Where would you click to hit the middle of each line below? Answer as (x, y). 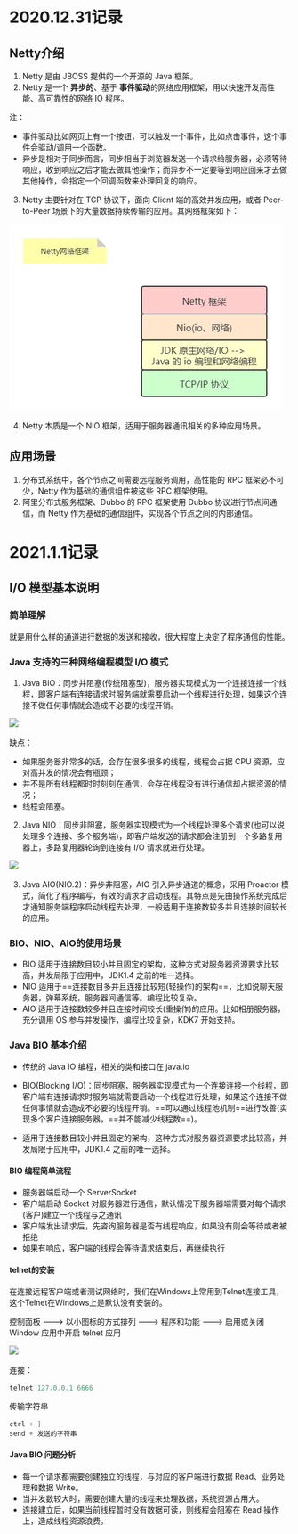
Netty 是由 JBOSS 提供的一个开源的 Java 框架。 (110, 76)
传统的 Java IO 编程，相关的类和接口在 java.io (105, 1066)
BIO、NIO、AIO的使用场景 (65, 942)
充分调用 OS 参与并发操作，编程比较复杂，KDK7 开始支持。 (131, 1020)
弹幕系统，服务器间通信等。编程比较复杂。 (124, 998)
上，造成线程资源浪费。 (65, 1521)
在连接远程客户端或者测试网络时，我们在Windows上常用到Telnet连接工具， (147, 1291)
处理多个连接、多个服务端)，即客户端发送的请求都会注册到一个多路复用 (152, 836)
